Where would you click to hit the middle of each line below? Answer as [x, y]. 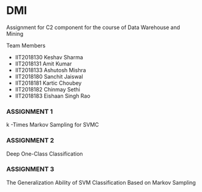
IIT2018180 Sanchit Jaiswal [49, 76]
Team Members [26, 45]
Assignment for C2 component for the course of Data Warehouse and [93, 27]
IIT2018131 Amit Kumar [43, 64]
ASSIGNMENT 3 [30, 169]
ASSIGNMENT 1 [30, 111]
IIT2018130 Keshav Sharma [49, 57]
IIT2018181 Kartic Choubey [48, 83]
